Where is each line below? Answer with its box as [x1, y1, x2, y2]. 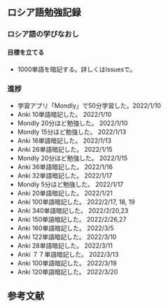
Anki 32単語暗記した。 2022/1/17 [17, 171, 113, 180]
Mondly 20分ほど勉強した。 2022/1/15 [17, 153, 128, 162]
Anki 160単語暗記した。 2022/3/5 [17, 223, 114, 232]
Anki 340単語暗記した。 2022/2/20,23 [17, 206, 129, 215]
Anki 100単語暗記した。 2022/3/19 [17, 258, 117, 267]
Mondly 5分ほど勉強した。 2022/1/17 [17, 180, 124, 188]
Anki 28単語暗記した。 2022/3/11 [17, 241, 113, 250]
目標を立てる [7, 48, 44, 56]
